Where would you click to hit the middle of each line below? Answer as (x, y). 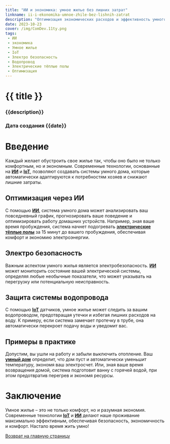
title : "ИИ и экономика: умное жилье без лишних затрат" (67, 10)
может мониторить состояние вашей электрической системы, (73, 271)
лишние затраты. (24, 182)
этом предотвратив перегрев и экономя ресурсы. (60, 376)
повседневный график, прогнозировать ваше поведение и (69, 215)
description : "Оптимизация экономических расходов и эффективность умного (86, 19)
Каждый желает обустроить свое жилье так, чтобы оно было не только (83, 161)
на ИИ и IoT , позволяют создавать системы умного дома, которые (78, 171)
